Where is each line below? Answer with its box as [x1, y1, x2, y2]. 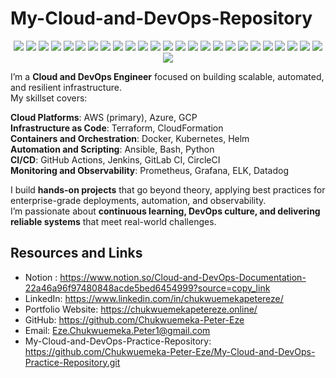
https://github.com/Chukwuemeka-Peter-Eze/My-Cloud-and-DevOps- [24, 345, 316, 357]
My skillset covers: [10, 92, 88, 104]
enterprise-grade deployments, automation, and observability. [10, 194, 267, 206]
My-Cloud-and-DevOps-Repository [10, 7, 313, 30]
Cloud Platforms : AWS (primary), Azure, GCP [10, 111, 198, 123]
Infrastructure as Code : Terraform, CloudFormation [10, 122, 224, 134]
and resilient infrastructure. [10, 81, 122, 93]
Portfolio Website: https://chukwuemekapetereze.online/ [24, 303, 258, 315]
